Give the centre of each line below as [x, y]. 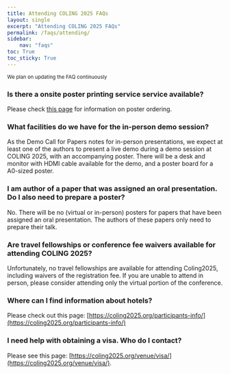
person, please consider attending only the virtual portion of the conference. [115, 283]
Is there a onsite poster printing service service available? [105, 94]
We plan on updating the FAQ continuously [57, 77]
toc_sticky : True [32, 58]
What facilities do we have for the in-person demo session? [108, 126]
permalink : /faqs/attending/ [49, 33]
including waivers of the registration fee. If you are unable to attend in [105, 275]
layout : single [29, 20]
